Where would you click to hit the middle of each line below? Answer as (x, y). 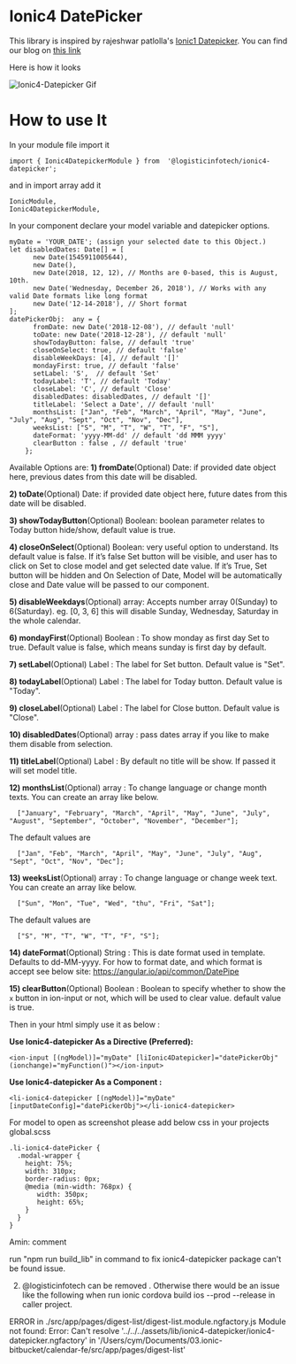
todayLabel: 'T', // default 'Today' (102, 381)
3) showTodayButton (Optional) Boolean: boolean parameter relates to (137, 520)
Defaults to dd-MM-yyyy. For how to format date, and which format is (136, 961)
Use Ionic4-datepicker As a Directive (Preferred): (101, 1041)
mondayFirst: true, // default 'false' (106, 366)
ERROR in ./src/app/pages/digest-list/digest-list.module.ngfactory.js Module (148, 1322)
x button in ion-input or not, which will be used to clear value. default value (145, 998)
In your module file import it (60, 144)
